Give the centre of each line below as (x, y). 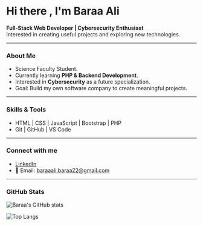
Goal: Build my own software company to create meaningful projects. (101, 88)
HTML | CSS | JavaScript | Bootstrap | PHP (68, 123)
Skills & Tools (26, 110)
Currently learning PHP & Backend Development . (76, 75)
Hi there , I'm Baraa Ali (63, 11)
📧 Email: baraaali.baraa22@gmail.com (62, 170)
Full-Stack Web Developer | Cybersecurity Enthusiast (75, 28)
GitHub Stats (25, 191)
